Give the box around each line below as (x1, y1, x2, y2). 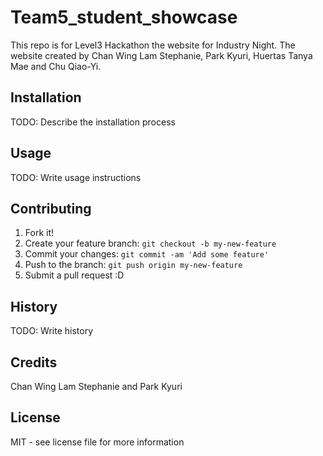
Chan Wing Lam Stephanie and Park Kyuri (10, 381, 183, 392)
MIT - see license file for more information (10, 436, 185, 448)
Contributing (10, 200, 92, 217)
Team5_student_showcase (10, 6, 238, 29)
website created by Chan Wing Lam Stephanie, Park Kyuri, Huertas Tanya (10, 49, 313, 61)
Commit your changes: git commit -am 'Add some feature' (24, 248, 270, 260)
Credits (10, 354, 58, 371)
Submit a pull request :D (24, 269, 125, 281)
